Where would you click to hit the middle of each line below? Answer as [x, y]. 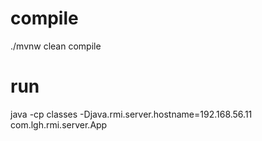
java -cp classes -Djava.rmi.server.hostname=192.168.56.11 [131, 114]
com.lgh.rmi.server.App [59, 124]
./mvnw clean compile [56, 46]
